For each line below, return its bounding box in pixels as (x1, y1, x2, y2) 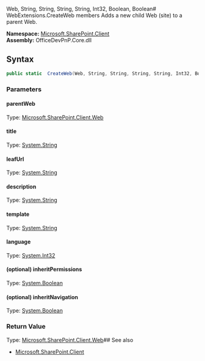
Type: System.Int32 (6, 251, 56, 259)
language (6, 238, 31, 245)
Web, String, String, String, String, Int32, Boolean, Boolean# (6, 6, 157, 12)
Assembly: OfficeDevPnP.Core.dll (6, 37, 92, 43)
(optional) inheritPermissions (6, 266, 82, 273)
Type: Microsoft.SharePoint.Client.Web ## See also (6, 336, 134, 343)
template (6, 210, 30, 218)
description (6, 183, 37, 190)
